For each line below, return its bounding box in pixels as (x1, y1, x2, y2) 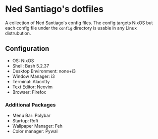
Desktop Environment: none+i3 (12, 68, 76, 74)
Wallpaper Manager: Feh (12, 123, 63, 129)
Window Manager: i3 (12, 73, 55, 79)
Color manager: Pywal (12, 128, 58, 134)
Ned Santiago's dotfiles (5, 3, 104, 15)
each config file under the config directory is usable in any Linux (5, 25, 137, 31)
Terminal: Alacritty (12, 78, 50, 84)
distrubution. (5, 30, 31, 36)
